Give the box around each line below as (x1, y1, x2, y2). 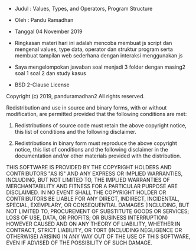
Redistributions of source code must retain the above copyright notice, (14, 122, 187, 129)
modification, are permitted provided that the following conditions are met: (6, 111, 187, 117)
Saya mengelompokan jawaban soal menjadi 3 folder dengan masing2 (14, 63, 186, 70)
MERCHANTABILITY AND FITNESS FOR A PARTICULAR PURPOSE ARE (6, 183, 178, 189)
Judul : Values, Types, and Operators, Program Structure (14, 5, 153, 12)
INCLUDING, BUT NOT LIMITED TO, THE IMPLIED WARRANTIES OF (6, 176, 170, 183)
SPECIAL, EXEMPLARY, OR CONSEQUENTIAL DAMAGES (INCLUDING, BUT (6, 201, 190, 208)
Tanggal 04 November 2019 (14, 28, 83, 35)
